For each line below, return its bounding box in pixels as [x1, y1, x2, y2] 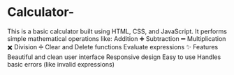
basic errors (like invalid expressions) [7, 60, 115, 68]
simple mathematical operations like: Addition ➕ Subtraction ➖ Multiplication [7, 34, 226, 42]
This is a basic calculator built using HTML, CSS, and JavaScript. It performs [7, 27, 228, 35]
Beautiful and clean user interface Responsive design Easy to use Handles [7, 53, 221, 61]
